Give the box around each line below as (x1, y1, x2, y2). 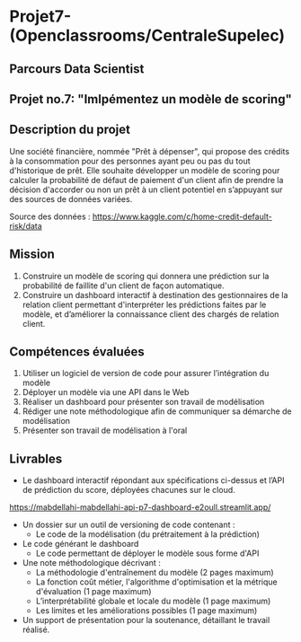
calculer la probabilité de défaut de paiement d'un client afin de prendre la (9, 174, 284, 185)
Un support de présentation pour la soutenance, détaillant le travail (22, 615, 270, 626)
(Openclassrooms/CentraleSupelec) (9, 25, 286, 46)
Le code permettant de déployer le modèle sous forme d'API (35, 548, 260, 558)
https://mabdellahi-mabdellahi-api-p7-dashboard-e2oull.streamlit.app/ (9, 502, 271, 513)
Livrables (9, 451, 63, 466)
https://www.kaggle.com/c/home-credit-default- (92, 211, 272, 222)
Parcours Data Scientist (9, 61, 145, 76)
